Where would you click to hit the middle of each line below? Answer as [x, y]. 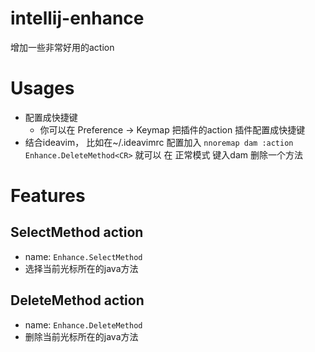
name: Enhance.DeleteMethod [83, 324]
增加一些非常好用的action [62, 47]
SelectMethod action [77, 232]
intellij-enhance [77, 18]
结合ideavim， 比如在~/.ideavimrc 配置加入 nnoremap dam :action [159, 142]
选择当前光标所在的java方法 [81, 268]
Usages [42, 88]
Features [48, 196]
